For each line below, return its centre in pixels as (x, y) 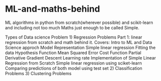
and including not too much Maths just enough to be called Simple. (72, 27)
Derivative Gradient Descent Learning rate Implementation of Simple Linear (80, 58)
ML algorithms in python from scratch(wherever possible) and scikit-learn (79, 22)
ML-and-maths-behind (52, 9)
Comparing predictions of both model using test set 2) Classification (74, 68)
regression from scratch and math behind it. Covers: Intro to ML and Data (79, 42)
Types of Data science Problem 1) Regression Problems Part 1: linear (74, 37)
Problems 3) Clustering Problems (38, 73)
